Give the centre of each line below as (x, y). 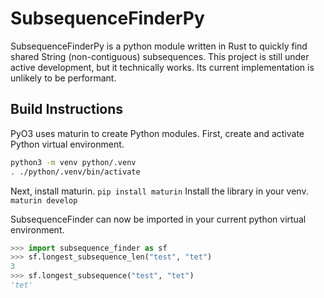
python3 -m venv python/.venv (73, 162)
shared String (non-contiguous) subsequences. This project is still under (160, 56)
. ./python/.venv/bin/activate (75, 172)
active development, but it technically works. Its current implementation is (162, 67)
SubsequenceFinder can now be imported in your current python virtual (158, 219)
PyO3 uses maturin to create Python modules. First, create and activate (157, 133)
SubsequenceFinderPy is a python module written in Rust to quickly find (159, 46)
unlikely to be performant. (63, 78)
